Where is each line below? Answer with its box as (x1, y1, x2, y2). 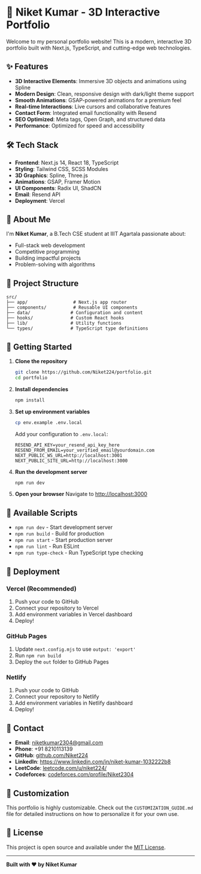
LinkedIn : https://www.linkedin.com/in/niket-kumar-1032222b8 (14, 758, 171, 765)
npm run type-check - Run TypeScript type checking (14, 549, 144, 556)
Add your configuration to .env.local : (14, 430, 109, 437)
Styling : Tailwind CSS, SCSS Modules (14, 165, 109, 172)
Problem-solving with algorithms (14, 261, 96, 268)
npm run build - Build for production (14, 530, 105, 537)
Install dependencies (14, 385, 69, 392)
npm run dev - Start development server (14, 523, 113, 531)
